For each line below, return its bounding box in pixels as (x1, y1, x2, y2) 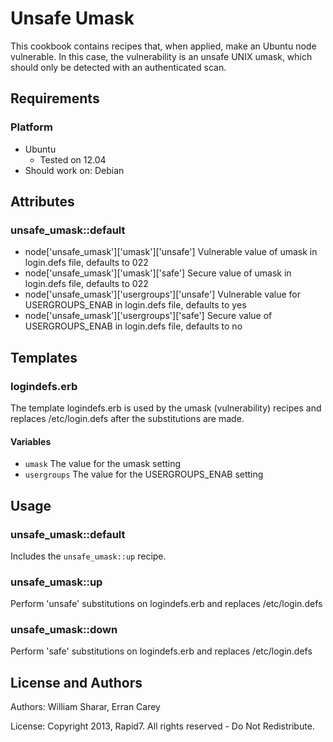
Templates (10, 349, 78, 366)
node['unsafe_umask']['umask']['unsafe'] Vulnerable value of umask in (24, 246, 318, 258)
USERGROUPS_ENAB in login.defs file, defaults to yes (24, 299, 247, 311)
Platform (10, 120, 53, 134)
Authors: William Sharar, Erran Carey (10, 701, 161, 713)
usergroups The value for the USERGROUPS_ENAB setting (24, 468, 264, 481)
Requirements (10, 90, 100, 107)
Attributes (10, 193, 75, 211)
